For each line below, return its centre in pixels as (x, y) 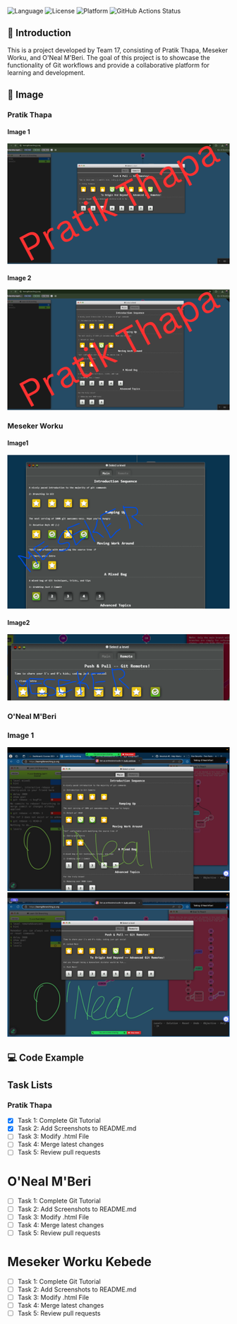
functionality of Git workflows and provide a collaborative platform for (109, 65)
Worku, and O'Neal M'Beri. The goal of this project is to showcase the (109, 57)
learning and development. (47, 72)
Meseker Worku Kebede (79, 1262)
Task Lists (30, 1085)
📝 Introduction (39, 33)
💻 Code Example (46, 1057)
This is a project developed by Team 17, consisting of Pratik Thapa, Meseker (117, 50)
